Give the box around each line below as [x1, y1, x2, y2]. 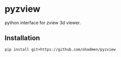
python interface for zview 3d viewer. [4, 20, 81, 26]
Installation [4, 34, 40, 42]
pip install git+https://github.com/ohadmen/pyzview [4, 47, 116, 52]
